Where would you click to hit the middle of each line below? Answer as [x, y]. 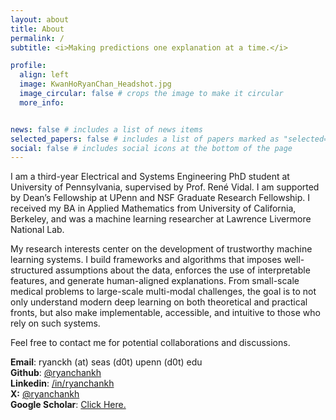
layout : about [40, 19]
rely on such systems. [55, 323]
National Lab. [37, 230]
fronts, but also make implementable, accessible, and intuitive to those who [165, 313]
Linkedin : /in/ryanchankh [62, 383]
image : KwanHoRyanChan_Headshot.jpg [95, 84]
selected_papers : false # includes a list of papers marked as [145, 139]
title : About [37, 29]
